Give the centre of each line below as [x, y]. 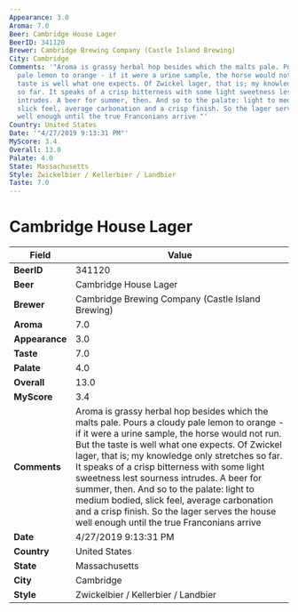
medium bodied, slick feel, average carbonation [174, 501]
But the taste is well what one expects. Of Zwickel [178, 445]
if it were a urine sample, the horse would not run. [178, 434]
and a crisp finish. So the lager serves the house [176, 511]
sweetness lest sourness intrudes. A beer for [169, 479]
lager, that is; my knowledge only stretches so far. [179, 456]
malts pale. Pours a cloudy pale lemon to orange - [180, 423]
